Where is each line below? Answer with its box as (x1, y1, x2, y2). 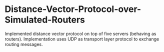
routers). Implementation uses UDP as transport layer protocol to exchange (4, 36, 159, 42)
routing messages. (4, 41, 43, 47)
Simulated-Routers (4, 14, 85, 25)
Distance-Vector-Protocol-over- (4, 3, 141, 15)
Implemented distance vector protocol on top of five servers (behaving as (4, 30, 156, 36)
